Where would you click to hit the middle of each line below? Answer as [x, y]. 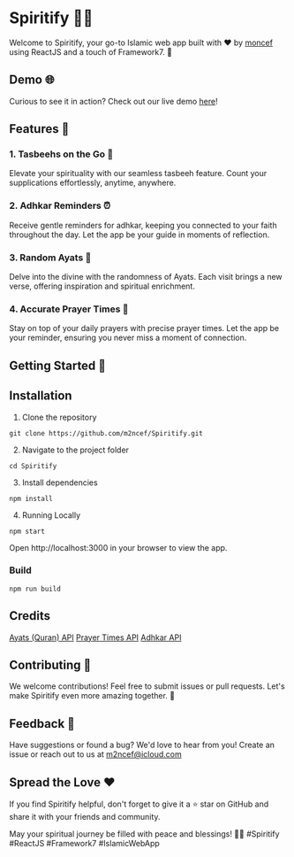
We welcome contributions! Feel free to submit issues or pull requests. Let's [147, 686]
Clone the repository [59, 417]
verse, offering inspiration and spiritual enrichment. [102, 286]
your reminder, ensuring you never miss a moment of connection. [128, 338]
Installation [41, 396]
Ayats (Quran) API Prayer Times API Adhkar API [95, 637]
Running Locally [51, 515]
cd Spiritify [33, 466]
